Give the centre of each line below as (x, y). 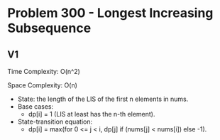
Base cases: (35, 107)
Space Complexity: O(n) (43, 85)
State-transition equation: (55, 122)
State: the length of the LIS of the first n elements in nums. (103, 99)
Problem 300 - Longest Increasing (110, 13)
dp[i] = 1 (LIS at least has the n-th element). (92, 114)
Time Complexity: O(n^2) (44, 71)
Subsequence (49, 28)
